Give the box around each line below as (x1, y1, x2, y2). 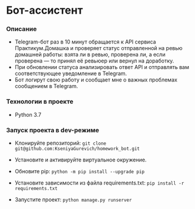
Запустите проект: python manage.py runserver (14, 196, 132, 203)
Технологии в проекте (6, 98, 74, 106)
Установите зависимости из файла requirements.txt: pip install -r (14, 179, 184, 186)
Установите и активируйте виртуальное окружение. (14, 156, 147, 164)
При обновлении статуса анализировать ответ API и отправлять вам (14, 64, 190, 71)
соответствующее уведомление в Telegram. (14, 70, 127, 77)
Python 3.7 (14, 111, 41, 118)
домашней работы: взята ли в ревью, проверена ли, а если (14, 51, 166, 58)
